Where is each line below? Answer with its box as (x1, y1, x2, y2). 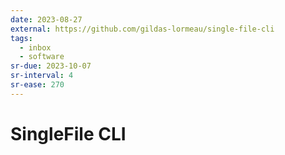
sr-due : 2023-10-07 (10, 61, 92, 71)
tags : (10, 33, 33, 43)
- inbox (19, 42, 52, 53)
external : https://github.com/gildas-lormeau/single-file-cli (10, 24, 275, 34)
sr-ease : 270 (10, 80, 65, 90)
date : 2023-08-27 (10, 14, 83, 25)
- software (19, 52, 65, 62)
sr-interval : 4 (10, 71, 74, 81)
